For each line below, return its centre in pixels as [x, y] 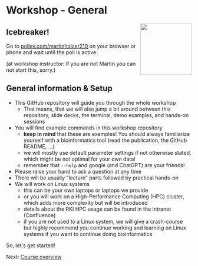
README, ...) [39, 146]
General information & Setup [60, 89]
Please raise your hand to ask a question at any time [78, 171]
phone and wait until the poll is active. [52, 52]
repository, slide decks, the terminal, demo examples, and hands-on [106, 115]
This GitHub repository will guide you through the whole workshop [95, 102]
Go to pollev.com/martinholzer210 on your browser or [71, 46]
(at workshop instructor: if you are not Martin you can [71, 64]
